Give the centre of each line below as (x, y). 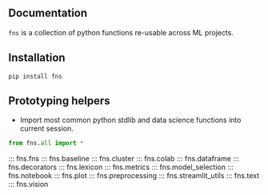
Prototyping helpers (59, 101)
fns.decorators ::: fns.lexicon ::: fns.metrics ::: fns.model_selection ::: (121, 167)
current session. (46, 128)
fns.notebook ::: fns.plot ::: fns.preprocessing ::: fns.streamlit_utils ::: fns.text (134, 176)
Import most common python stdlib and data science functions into (130, 120)
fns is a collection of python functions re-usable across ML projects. (121, 32)
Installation (37, 58)
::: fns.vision (28, 185)
